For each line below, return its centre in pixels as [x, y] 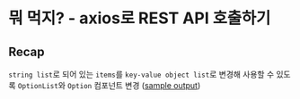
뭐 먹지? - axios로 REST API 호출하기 [140, 18]
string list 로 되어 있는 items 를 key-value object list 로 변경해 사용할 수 [141, 74]
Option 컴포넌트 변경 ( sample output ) [134, 85]
